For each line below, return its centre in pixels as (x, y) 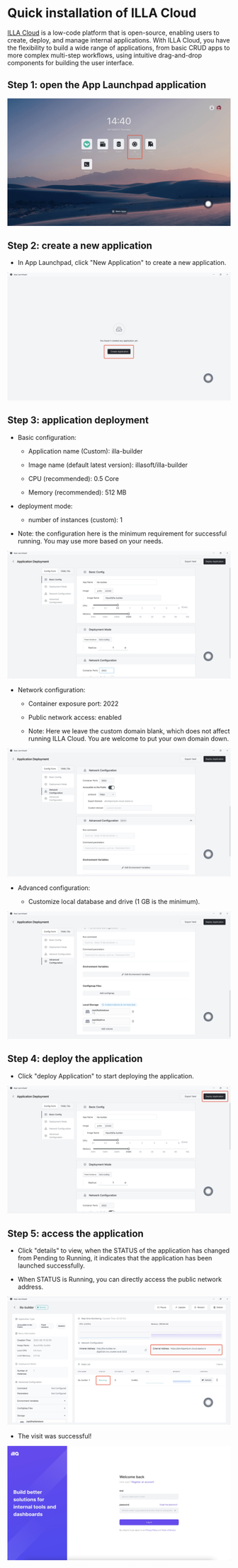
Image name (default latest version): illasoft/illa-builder (108, 465)
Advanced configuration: (54, 888)
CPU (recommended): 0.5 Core (73, 478)
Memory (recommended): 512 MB (77, 492)
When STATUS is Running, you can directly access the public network (119, 1280)
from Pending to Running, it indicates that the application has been (115, 1258)
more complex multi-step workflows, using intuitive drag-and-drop (105, 55)
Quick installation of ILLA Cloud (102, 13)
